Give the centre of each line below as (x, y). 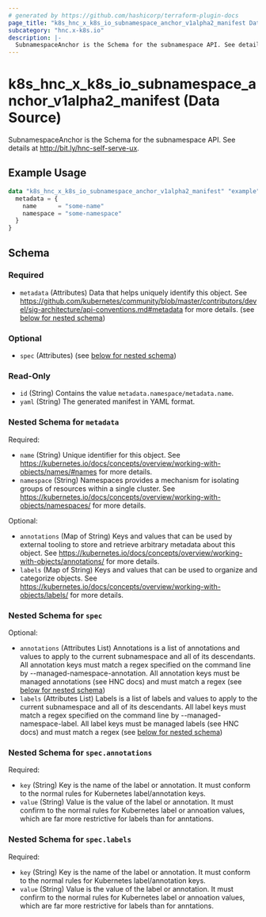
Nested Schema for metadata (64, 422)
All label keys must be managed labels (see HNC (160, 724)
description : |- (35, 38)
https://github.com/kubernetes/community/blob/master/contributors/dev (138, 301)
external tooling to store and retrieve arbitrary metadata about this (127, 544)
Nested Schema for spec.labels (70, 839)
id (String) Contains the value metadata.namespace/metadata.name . (127, 394)
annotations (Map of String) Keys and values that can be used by (126, 536)
